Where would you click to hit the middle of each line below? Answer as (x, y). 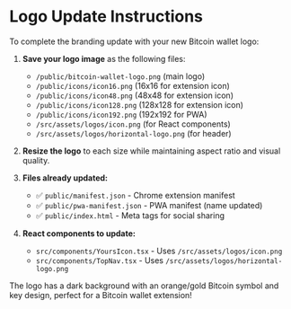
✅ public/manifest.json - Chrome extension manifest (135, 195)
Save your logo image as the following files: (104, 58)
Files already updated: (65, 178)
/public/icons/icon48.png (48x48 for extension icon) (134, 95)
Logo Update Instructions (106, 17)
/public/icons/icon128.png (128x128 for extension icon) (140, 104)
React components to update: (79, 233)
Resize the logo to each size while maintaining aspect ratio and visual (151, 151)
